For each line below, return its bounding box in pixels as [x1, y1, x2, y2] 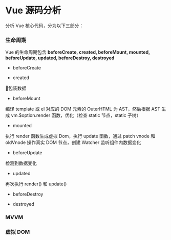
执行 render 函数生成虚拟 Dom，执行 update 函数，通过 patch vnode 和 [5, 133, 156, 139]
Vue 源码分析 [5, 5, 61, 16]
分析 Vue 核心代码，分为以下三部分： [5, 22, 83, 29]
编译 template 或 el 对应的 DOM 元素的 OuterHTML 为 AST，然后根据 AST [5, 106, 160, 112]
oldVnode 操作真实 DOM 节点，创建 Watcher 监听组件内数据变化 [5, 139, 141, 146]
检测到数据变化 [5, 160, 37, 166]
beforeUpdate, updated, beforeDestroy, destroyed [5, 55, 115, 61]
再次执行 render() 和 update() [5, 181, 67, 187]
